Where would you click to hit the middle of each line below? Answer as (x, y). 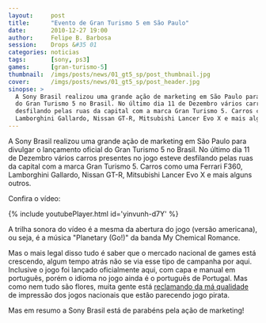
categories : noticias (44, 52)
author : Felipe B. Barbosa (60, 38)
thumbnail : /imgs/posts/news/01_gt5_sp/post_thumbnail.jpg (110, 74)
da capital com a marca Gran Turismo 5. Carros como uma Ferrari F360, (125, 166)
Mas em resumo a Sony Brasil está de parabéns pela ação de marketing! (126, 310)
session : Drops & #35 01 (53, 45)
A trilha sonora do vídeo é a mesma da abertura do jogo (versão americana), (133, 229)
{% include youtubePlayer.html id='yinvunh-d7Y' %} (93, 214)
